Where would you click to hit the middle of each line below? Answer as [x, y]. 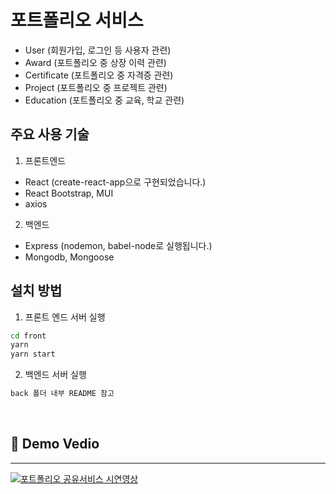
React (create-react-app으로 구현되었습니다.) [115, 182]
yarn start [33, 354]
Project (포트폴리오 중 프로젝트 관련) [96, 87]
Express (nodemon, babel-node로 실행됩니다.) [118, 245]
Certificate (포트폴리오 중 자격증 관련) [99, 75]
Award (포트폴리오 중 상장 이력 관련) [95, 62]
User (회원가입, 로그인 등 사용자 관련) [98, 50]
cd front [28, 336]
